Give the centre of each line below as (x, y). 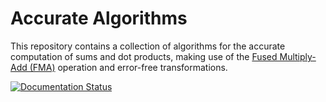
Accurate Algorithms (99, 18)
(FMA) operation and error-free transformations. (128, 67)
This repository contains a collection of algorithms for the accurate (148, 46)
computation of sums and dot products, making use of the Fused (144, 56)
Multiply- (298, 56)
